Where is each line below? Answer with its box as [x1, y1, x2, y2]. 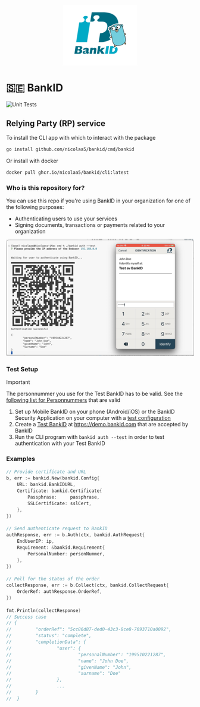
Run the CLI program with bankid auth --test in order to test [14, 434, 165, 441]
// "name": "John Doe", [6, 658, 129, 664]
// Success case [6, 614, 46, 620]
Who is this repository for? [6, 183, 85, 192]
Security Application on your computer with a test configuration [14, 414, 171, 422]
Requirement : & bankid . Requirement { [17, 545, 105, 551]
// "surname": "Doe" [6, 671, 121, 677]
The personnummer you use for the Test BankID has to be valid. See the [6, 390, 183, 398]
